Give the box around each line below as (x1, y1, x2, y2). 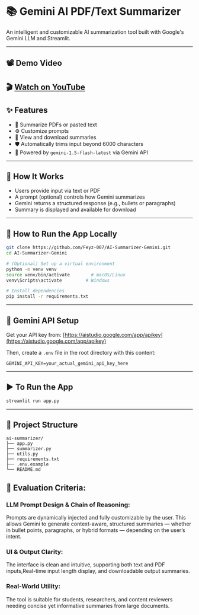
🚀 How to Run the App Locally (6, 229, 117, 239)
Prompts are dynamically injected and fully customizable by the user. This (6, 514, 187, 521)
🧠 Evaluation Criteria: (6, 483, 86, 493)
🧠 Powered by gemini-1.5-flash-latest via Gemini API (14, 149, 148, 156)
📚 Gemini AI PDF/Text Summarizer (6, 5, 181, 18)
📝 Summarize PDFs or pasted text (14, 121, 98, 128)
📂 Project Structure (6, 420, 78, 430)
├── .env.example (6, 461, 49, 467)
